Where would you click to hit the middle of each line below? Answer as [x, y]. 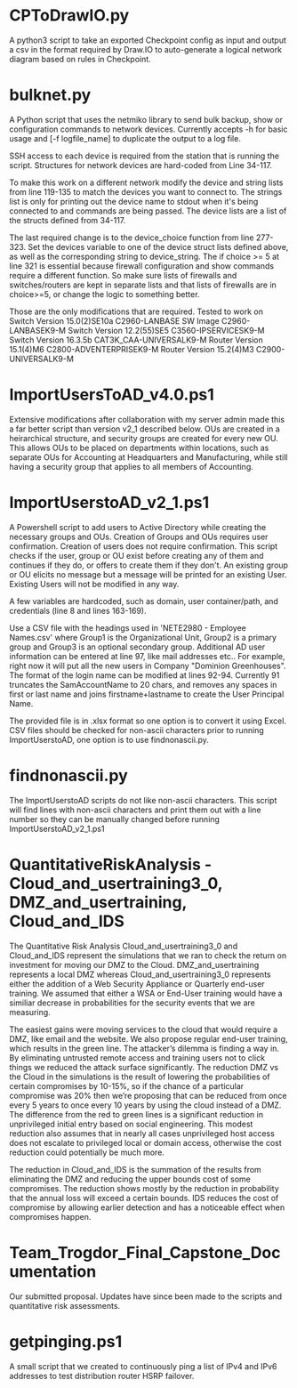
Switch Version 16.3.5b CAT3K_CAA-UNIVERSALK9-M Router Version [136, 340]
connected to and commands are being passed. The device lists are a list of [148, 211]
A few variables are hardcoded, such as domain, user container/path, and [144, 601]
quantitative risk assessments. [65, 1305]
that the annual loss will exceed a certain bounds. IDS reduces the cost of [144, 1198]
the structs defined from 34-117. [68, 220]
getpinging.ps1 [66, 1341]
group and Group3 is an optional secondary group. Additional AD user [137, 647]
